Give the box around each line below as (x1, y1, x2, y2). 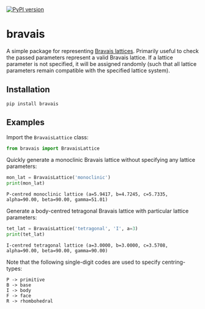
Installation (6, 84, 50, 95)
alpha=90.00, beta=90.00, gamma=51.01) (6, 197, 108, 203)
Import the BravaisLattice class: (6, 133, 89, 140)
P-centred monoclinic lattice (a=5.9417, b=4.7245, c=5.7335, (6, 191, 168, 198)
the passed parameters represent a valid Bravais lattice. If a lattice (6, 54, 173, 61)
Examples (6, 117, 45, 128)
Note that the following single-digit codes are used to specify (6, 258, 161, 266)
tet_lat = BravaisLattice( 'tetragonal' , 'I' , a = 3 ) (6, 226, 138, 232)
